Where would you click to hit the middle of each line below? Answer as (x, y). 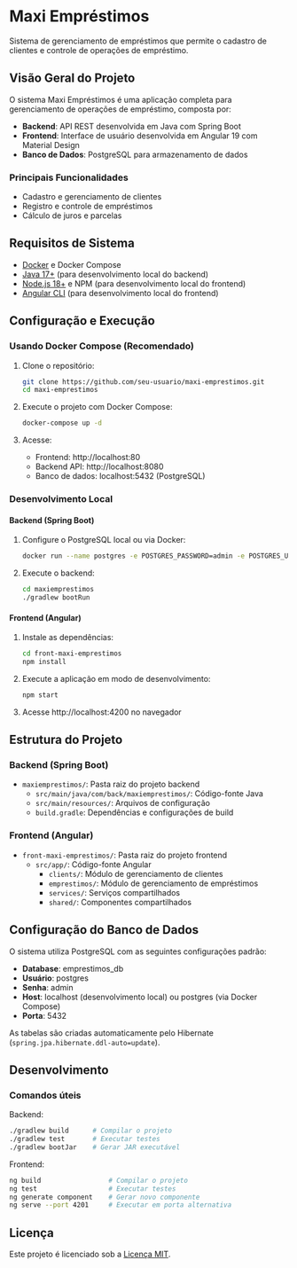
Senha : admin (47, 987)
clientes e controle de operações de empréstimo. (99, 50)
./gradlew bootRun (56, 598)
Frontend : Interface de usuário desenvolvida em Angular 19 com (140, 136)
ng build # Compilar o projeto (99, 1180)
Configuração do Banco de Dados (104, 930)
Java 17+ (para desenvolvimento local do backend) (115, 274)
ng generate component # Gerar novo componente (105, 1197)
